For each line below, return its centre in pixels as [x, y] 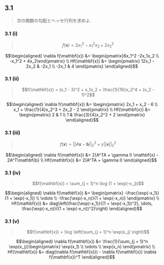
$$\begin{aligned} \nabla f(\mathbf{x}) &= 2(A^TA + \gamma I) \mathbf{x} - [82, 155]
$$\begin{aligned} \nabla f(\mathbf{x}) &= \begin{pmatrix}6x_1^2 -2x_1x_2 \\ [82, 55]
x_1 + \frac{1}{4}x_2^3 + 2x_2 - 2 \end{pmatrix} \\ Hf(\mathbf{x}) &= [82, 109]
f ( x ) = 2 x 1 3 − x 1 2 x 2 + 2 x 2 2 [88, 45]
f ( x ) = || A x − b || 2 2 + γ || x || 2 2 [88, 144]
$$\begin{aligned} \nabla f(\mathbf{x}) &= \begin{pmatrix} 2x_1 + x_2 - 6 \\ [82, 104]
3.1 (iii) [13, 132]
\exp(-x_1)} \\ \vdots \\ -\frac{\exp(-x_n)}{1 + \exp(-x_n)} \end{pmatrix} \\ [86, 198]
